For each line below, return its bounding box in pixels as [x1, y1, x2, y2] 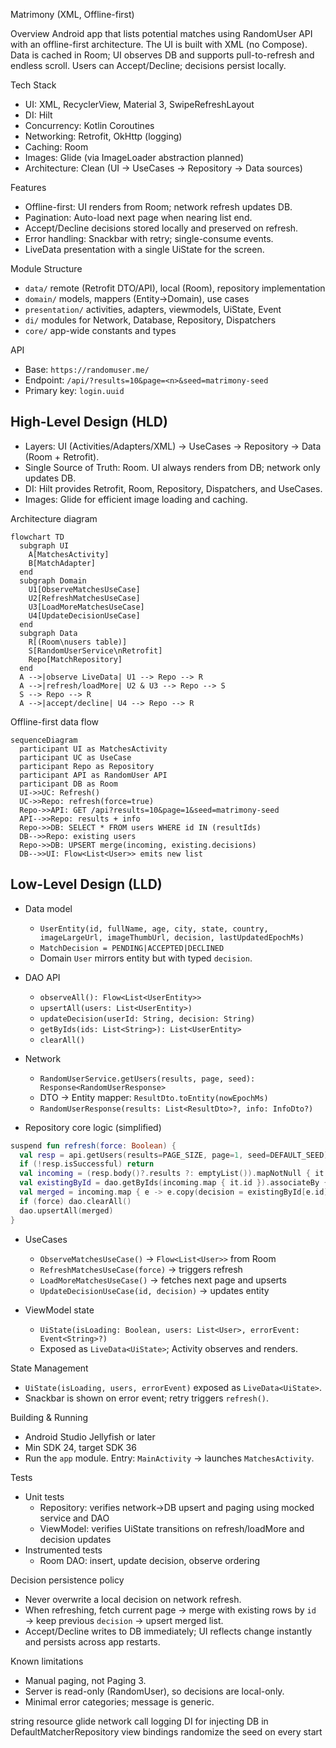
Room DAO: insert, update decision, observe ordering [39, 1554, 261, 1566]
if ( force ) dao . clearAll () [19, 1196, 132, 1206]
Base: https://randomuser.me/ [24, 364, 150, 375]
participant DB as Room [19, 779, 118, 789]
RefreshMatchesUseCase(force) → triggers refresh [39, 1263, 243, 1275]
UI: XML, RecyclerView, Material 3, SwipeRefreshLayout [24, 99, 255, 110]
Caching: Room [24, 141, 89, 153]
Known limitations [10, 1655, 84, 1667]
